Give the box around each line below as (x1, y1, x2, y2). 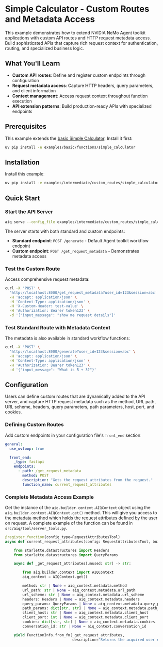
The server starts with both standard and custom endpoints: (5, 228, 125, 234)
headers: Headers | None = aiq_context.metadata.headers (22, 596, 140, 602)
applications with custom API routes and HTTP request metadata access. (5, 35, 151, 41)
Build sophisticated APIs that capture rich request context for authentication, (5, 40, 158, 46)
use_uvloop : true (9, 446, 45, 451)
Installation (5, 158, 40, 166)
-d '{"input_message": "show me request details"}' (9, 313, 116, 318)
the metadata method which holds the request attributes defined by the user (5, 515, 158, 521)
